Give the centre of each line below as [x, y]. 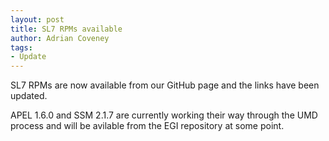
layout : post [37, 19]
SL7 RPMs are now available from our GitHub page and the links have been [165, 85]
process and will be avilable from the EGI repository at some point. [147, 126]
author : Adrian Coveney [60, 38]
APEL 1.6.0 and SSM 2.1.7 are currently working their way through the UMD [164, 115]
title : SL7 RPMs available [66, 29]
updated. [29, 96]
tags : [21, 47]
